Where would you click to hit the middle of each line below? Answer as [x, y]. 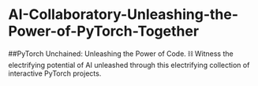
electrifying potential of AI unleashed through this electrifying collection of [129, 65]
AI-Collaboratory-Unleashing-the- [123, 15]
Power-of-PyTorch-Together [104, 31]
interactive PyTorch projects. [55, 73]
